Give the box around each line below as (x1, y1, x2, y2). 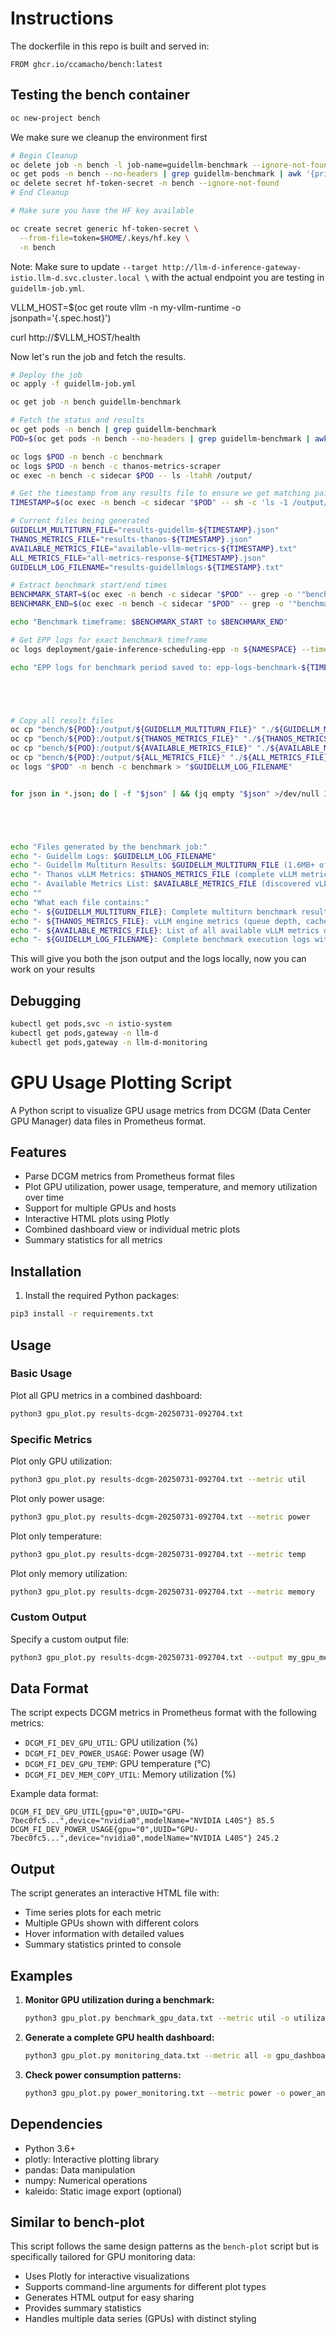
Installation (10, 1263, 82, 1280)
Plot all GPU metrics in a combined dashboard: (10, 1389, 203, 1401)
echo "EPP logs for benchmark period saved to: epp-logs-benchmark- (10, 662, 302, 672)
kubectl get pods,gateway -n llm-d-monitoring (10, 1037, 208, 1047)
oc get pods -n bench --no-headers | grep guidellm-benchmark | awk (10, 169, 302, 179)
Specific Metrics (10, 1432, 93, 1446)
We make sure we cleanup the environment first (10, 131, 208, 143)
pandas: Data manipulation (24, 2163, 136, 2176)
